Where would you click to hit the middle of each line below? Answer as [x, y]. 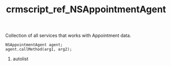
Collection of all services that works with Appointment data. [68, 36]
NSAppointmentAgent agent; [34, 45]
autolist [20, 59]
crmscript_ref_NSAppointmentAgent [86, 9]
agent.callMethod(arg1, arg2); [39, 50]
